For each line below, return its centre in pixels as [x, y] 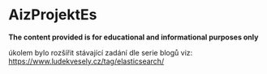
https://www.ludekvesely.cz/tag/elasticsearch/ [86, 61]
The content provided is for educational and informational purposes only [133, 37]
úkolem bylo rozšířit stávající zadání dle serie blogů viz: [101, 52]
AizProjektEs [53, 15]
